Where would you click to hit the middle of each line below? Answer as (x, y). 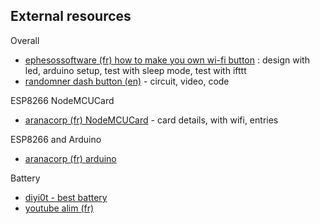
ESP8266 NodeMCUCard (62, 100)
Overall (25, 40)
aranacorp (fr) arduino (70, 158)
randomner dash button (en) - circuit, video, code (127, 81)
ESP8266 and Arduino (56, 139)
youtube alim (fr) (59, 208)
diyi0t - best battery (66, 197)
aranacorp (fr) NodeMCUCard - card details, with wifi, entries (151, 120)
